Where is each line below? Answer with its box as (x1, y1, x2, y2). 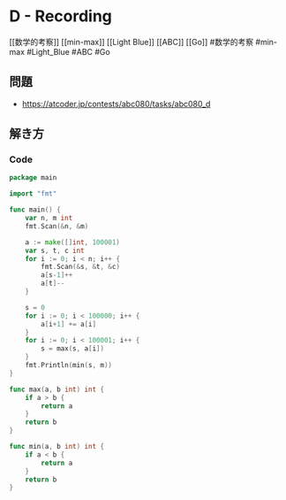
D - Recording (9, 6, 113, 27)
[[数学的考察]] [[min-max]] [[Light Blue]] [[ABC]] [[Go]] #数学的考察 (9, 36, 254, 47)
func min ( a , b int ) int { (9, 442, 104, 451)
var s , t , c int (25, 246, 86, 255)
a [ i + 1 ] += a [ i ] (41, 319, 97, 328)
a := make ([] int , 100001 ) (25, 237, 121, 247)
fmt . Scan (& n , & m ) (25, 221, 89, 231)
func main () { (9, 205, 62, 214)
